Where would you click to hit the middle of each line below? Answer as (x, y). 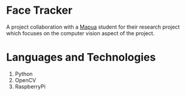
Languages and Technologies (81, 58)
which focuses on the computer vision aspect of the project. (80, 33)
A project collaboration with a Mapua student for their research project (93, 27)
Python (24, 74)
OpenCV (25, 80)
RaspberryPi (30, 86)
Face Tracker (39, 10)
